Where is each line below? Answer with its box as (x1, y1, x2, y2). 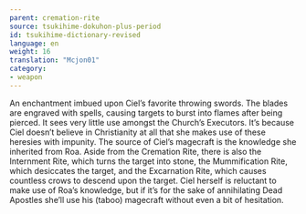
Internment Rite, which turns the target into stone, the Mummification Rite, (9, 156, 288, 167)
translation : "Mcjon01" (9, 56, 100, 65)
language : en (9, 38, 59, 48)
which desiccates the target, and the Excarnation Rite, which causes (9, 165, 267, 176)
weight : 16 (9, 47, 51, 56)
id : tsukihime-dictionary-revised (9, 30, 142, 39)
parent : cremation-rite (9, 13, 100, 23)
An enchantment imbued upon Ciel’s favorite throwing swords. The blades (9, 97, 289, 108)
